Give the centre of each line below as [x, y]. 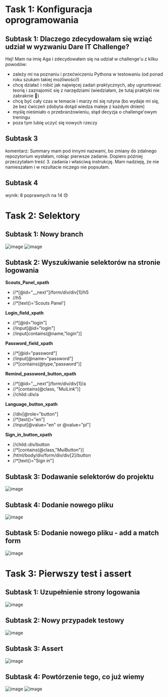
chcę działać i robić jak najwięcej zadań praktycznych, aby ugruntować [87, 85]
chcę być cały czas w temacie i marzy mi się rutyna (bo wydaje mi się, [86, 101]
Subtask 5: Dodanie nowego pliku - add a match [82, 533]
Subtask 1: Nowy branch [44, 234]
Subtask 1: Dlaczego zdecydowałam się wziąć [79, 39]
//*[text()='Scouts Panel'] [39, 303]
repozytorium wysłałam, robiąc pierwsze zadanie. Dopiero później [74, 156]
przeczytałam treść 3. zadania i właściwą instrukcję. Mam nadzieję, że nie [82, 161]
